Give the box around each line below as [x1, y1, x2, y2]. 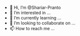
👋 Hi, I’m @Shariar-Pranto [9, 5, 61, 10]
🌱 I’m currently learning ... [9, 15, 62, 20]
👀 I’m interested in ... [9, 10, 51, 16]
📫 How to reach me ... [9, 26, 55, 31]
